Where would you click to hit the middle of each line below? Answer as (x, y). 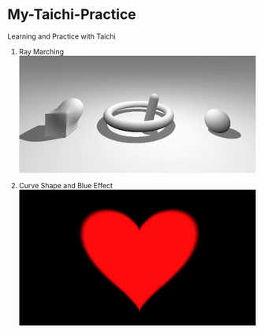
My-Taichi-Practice (72, 15)
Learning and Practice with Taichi (61, 36)
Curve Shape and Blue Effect (66, 186)
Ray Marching (41, 51)
